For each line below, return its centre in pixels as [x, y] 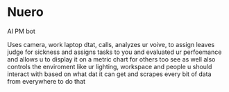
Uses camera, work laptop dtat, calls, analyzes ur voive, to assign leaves [111, 44]
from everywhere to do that [46, 81]
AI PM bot [22, 31]
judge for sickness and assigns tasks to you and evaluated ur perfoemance [114, 52]
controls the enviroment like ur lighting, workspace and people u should [110, 66]
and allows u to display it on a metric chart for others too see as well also [111, 59]
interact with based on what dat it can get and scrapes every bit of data [109, 74]
